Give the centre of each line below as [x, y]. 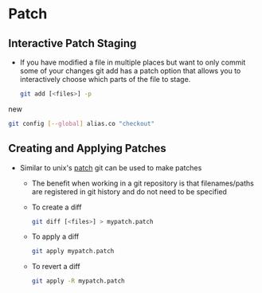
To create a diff [57, 207]
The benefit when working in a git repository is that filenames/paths [143, 183]
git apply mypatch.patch [73, 252]
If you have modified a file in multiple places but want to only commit [133, 62]
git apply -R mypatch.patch [78, 281]
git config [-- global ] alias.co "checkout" [82, 123]
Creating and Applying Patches [88, 148]
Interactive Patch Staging [72, 43]
